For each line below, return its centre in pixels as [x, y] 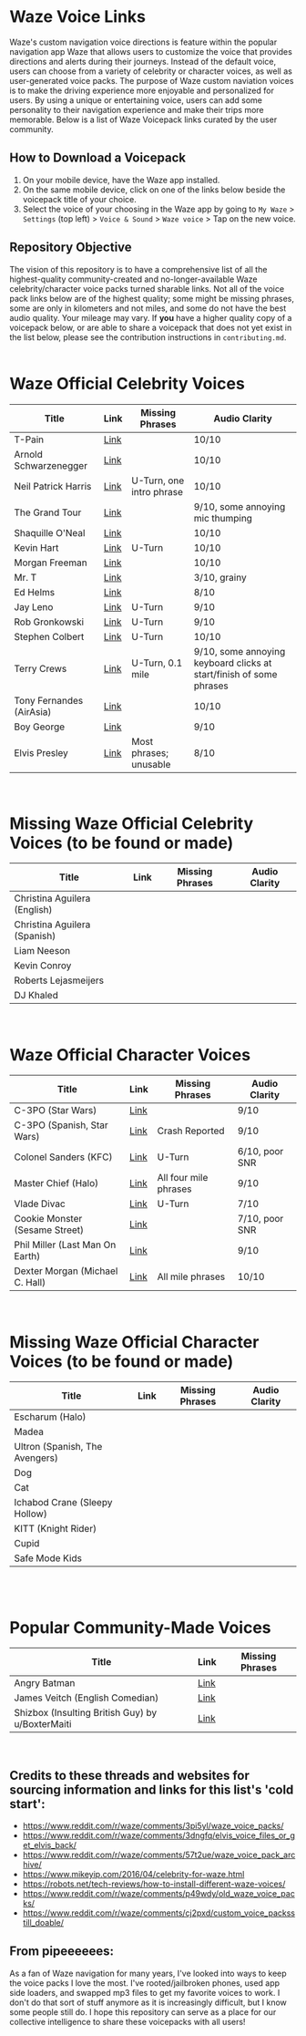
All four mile [183, 1178]
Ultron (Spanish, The [58, 1447]
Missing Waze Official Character [134, 1342]
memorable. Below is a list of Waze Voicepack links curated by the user [143, 119]
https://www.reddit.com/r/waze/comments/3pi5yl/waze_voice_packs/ [153, 1826]
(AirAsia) [33, 711]
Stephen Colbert [49, 636]
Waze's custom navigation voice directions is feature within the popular [143, 42]
